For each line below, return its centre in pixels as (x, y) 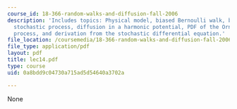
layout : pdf (25, 53)
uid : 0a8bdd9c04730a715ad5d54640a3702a (66, 72)
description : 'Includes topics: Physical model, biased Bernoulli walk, (116, 20)
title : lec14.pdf (33, 60)
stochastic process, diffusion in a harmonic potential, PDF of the (116, 27)
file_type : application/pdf (49, 46)
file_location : (30, 40)
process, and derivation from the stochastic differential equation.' (120, 33)
